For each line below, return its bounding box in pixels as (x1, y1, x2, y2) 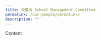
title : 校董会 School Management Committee (5, 7, 96, 12)
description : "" (5, 16, 39, 21)
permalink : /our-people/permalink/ (5, 12, 80, 17)
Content (5, 30, 22, 36)
